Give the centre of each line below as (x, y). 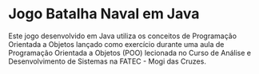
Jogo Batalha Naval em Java (104, 14)
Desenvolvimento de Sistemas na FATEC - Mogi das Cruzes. (107, 61)
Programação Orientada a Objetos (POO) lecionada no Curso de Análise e (130, 53)
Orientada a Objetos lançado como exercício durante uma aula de (116, 44)
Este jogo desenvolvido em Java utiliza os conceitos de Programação (123, 36)
